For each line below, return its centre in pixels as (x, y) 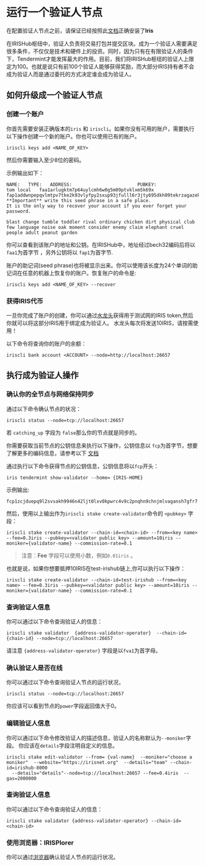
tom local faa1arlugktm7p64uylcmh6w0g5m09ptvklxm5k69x (80, 190)
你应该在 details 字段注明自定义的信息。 (68, 745)
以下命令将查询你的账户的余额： (46, 343)
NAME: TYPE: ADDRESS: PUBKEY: (81, 184)
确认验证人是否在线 (34, 668)
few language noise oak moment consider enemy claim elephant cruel (95, 227)
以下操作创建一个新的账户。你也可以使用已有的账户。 (73, 136)
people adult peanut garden (42, 233)
